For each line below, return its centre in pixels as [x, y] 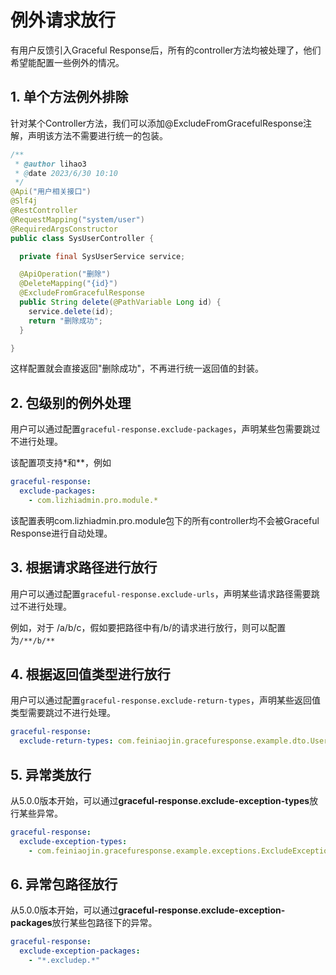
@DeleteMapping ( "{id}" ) [68, 284]
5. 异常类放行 [51, 774]
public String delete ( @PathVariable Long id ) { [120, 302]
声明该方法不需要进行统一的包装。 [97, 135]
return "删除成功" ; [65, 321]
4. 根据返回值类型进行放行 [90, 674]
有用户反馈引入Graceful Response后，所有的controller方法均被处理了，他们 [166, 50]
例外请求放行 [63, 20]
